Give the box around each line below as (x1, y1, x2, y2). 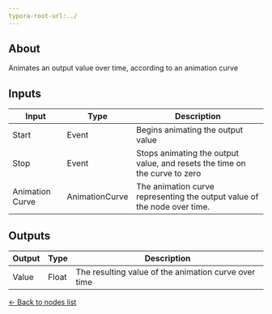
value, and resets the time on (136, 158, 246, 169)
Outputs (8, 228, 51, 243)
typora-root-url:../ (8, 11, 79, 20)
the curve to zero (136, 168, 202, 179)
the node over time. (136, 202, 210, 213)
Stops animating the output (136, 147, 240, 159)
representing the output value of (136, 191, 259, 202)
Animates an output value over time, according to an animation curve (8, 63, 239, 73)
